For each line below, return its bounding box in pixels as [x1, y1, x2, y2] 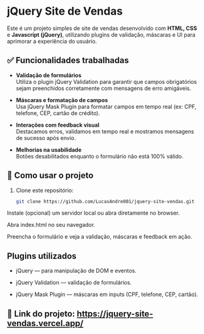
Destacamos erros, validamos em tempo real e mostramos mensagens [15, 127, 195, 135]
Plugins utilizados [7, 251, 77, 261]
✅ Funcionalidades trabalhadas [7, 55, 129, 65]
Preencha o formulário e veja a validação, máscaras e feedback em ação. [7, 233, 192, 240]
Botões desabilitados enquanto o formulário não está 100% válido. [15, 152, 184, 160]
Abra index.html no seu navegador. [7, 221, 96, 229]
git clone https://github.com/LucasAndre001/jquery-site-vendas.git [15, 198, 195, 204]
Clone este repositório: [15, 187, 74, 194]
